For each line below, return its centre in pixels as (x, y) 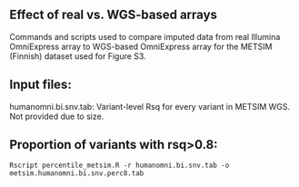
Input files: (41, 85)
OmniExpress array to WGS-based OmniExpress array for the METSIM (141, 46)
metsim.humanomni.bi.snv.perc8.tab (77, 173)
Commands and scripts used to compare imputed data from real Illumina (145, 36)
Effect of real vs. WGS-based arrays (114, 15)
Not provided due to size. (57, 116)
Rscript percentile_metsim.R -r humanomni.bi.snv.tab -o (120, 166)
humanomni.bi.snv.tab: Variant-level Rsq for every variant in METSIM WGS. (150, 106)
